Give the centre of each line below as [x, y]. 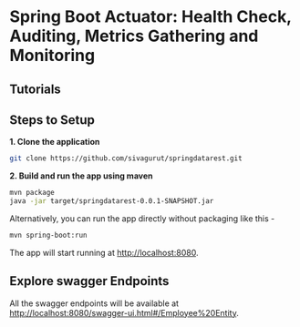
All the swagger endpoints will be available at [94, 303]
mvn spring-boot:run [49, 235]
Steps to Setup [52, 120]
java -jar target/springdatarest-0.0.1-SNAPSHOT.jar [112, 201]
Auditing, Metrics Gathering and [134, 36]
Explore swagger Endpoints [89, 281]
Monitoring [52, 56]
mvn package [32, 193]
